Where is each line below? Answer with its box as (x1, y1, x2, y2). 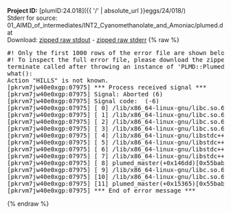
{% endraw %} (7, 200, 49, 208)
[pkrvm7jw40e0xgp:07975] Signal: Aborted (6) (7, 90, 164, 98)
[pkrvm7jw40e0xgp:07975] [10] (7, 173, 109, 180)
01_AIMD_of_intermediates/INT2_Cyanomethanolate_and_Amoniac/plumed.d (7, 21, 223, 29)
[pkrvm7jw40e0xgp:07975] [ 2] (7, 118, 109, 125)
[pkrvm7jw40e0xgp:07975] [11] (7, 180, 109, 187)
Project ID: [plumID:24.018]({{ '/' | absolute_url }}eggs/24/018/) (7, 7, 186, 14)
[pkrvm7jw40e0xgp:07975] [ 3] (7, 125, 109, 132)
